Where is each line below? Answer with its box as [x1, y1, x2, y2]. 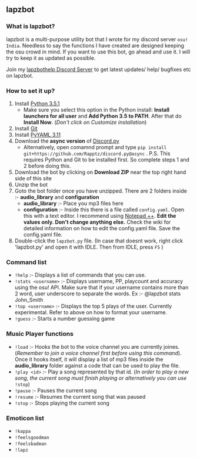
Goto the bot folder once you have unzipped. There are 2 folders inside [14, 187, 187, 194]
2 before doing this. [23, 162, 71, 169]
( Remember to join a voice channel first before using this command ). [14, 349, 182, 356]
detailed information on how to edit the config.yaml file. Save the [23, 224, 181, 231]
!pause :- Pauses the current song [14, 387, 97, 394]
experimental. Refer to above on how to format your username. [14, 309, 168, 316]
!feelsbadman [14, 440, 47, 447]
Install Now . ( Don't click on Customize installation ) [23, 119, 147, 126]
